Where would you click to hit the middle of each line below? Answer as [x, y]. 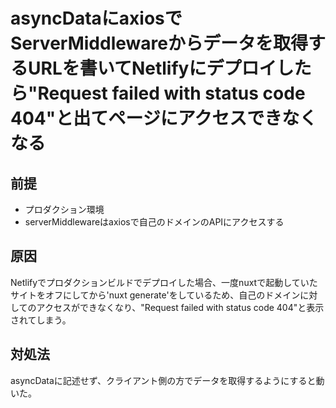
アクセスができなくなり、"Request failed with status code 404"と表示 [180, 307]
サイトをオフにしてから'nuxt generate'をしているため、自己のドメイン [155, 295]
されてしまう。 [41, 320]
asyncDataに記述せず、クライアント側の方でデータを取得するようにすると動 [167, 380]
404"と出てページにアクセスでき [146, 118]
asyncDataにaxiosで [96, 18]
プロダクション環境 [64, 209]
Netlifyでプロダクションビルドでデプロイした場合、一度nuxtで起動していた [164, 282]
